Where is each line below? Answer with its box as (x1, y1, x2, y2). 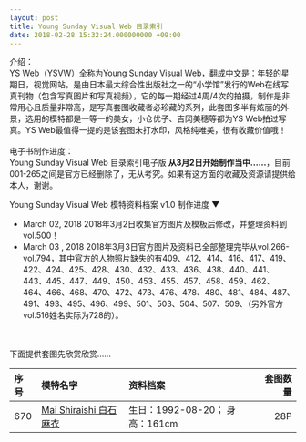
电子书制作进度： (9, 146, 74, 157)
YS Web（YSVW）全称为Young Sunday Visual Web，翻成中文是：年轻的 (9, 67, 282, 78)
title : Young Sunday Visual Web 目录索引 (9, 22, 164, 31)
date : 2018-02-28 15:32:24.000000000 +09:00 (9, 30, 181, 39)
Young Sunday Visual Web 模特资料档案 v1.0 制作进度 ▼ (9, 200, 220, 211)
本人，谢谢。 (9, 180, 57, 191)
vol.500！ (22, 230, 59, 242)
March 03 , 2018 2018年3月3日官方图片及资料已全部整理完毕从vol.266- (22, 242, 290, 252)
